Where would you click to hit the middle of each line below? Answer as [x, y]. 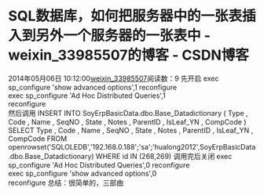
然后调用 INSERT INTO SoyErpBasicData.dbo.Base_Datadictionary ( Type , [128, 113]
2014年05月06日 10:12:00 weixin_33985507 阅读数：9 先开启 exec [114, 78]
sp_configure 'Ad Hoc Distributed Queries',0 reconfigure [99, 164]
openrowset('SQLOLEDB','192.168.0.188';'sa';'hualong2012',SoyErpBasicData [132, 146]
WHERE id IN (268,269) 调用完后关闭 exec [164, 156]
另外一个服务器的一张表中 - [123, 36]
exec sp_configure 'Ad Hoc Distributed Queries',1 [87, 96]
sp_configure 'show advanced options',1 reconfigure [93, 87]
